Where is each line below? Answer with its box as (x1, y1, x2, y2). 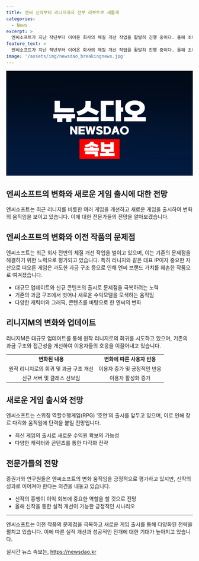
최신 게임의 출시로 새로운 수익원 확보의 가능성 (14, 432, 120, 439)
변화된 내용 (38, 356, 64, 363)
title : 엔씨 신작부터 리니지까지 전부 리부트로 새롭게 (6, 9, 120, 15)
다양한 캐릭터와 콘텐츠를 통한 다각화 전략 (14, 439, 108, 447)
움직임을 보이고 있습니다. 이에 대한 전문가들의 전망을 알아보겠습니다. (12, 213, 169, 221)
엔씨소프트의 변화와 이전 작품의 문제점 (6, 232, 136, 243)
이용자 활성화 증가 (109, 374, 151, 381)
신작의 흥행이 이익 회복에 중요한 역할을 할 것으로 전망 (14, 495, 137, 502)
